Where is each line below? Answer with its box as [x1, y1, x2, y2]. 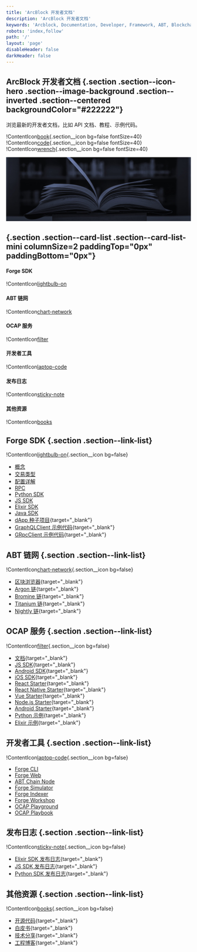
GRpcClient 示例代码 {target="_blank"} [14, 531, 107, 538]
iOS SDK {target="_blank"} [14, 673, 78, 681]
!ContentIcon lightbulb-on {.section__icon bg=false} [6, 451, 128, 458]
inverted [6, 96, 38, 106]
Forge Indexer [14, 790, 49, 797]
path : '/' [6, 34, 30, 41]
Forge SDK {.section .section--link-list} [6, 435, 152, 445]
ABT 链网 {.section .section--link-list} [6, 550, 146, 560]
